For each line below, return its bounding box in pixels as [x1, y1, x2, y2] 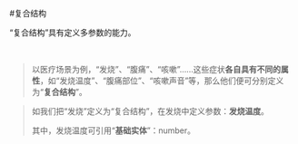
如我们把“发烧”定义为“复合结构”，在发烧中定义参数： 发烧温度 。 [31, 106, 270, 116]
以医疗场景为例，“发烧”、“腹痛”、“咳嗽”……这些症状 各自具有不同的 [31, 64, 282, 74]
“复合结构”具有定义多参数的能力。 [9, 27, 136, 38]
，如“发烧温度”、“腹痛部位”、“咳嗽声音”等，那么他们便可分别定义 [39, 75, 284, 86]
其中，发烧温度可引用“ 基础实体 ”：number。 [31, 125, 195, 136]
